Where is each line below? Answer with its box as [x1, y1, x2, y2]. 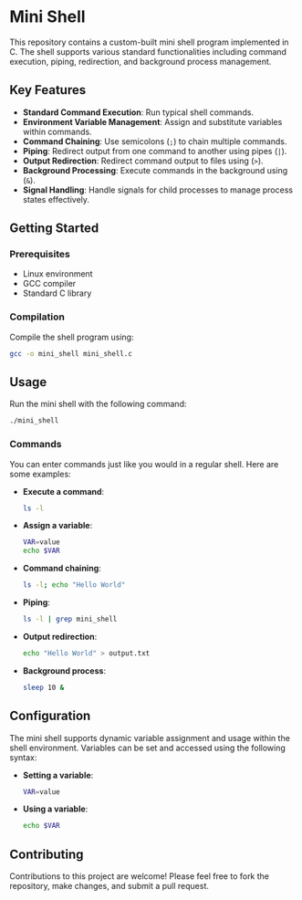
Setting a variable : [22, 769, 94, 780]
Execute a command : [22, 486, 105, 497]
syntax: [9, 751, 37, 763]
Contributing [9, 846, 84, 862]
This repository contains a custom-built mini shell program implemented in [9, 37, 289, 47]
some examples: [9, 468, 71, 479]
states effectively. [22, 194, 89, 204]
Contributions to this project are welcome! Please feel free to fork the [9, 871, 270, 882]
